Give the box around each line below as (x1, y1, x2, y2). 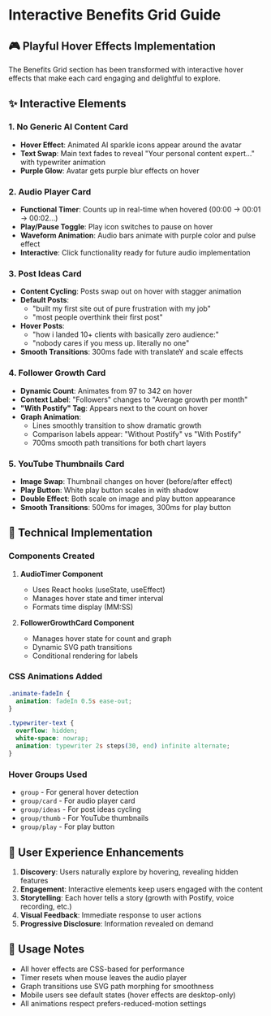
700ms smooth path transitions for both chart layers (32, 438, 207, 447)
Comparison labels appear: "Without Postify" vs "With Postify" (32, 429, 242, 438)
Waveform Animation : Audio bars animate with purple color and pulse (19, 230, 256, 240)
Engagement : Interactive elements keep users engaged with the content (19, 884, 264, 894)
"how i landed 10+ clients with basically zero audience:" (32, 329, 219, 339)
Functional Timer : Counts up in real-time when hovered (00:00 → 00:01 (19, 204, 261, 214)
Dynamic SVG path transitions (32, 642, 132, 652)
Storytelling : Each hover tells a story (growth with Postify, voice (19, 892, 234, 902)
